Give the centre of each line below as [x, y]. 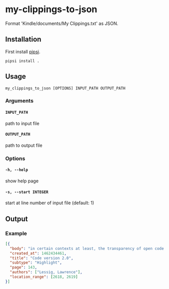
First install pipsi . [23, 51]
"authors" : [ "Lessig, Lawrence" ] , [46, 272]
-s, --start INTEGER [27, 192]
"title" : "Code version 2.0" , [41, 258]
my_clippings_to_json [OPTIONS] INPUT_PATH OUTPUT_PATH [65, 88]
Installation [23, 39]
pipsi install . [22, 61]
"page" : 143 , [24, 268]
